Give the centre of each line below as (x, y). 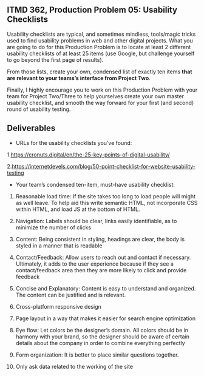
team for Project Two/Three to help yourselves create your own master (96, 96)
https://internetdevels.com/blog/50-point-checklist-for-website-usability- (104, 166)
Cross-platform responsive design (59, 306)
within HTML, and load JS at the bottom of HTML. (78, 209)
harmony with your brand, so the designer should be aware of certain (103, 337)
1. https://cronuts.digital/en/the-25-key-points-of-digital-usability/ (88, 155)
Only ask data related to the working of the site (74, 366)
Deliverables (31, 128)
